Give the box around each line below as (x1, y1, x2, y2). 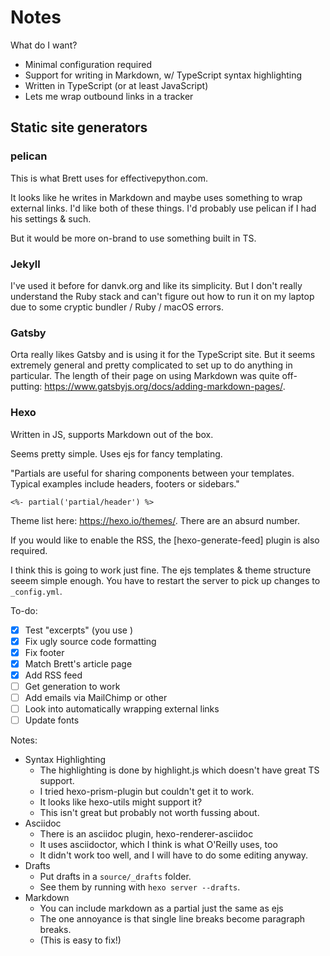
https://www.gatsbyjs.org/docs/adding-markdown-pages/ (44, 381, 283, 393)
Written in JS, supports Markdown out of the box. (10, 428, 214, 440)
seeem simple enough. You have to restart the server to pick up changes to (10, 574, 321, 586)
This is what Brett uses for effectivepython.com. (10, 172, 208, 184)
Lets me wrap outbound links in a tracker (24, 90, 194, 102)
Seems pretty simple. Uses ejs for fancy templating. (10, 447, 223, 460)
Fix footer (24, 646, 65, 658)
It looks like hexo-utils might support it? (39, 796, 203, 808)
